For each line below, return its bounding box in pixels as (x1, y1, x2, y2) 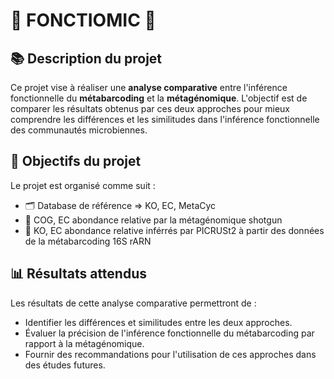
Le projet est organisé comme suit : (10, 179, 156, 191)
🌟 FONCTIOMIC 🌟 (10, 9, 157, 32)
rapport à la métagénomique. (24, 337, 145, 349)
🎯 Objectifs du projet (10, 153, 142, 170)
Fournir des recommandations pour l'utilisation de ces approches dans (24, 348, 317, 360)
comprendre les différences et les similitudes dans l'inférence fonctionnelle (10, 114, 320, 125)
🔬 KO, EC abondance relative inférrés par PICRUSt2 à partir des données (24, 224, 325, 236)
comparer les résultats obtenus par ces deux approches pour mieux (10, 103, 290, 114)
